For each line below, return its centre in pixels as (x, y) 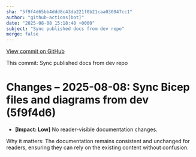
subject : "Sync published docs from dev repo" (65, 29)
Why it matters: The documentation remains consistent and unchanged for (98, 141)
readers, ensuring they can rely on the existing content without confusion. (97, 147)
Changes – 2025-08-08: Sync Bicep (98, 87)
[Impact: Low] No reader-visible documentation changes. (86, 129)
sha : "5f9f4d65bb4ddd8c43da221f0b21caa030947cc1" (70, 12)
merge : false (22, 34)
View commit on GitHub (35, 51)
